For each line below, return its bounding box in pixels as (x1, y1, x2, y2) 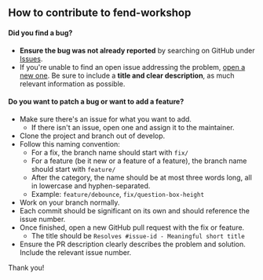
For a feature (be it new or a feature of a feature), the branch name (31, 156, 247, 165)
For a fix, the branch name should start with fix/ (31, 147, 188, 157)
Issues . (19, 54, 43, 64)
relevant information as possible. (19, 78, 126, 89)
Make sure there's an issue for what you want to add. (19, 114, 192, 124)
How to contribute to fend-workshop (8, 6, 192, 20)
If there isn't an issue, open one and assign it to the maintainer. (31, 122, 235, 132)
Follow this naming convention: (19, 139, 120, 148)
